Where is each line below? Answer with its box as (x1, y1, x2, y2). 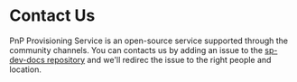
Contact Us (9, 5, 96, 26)
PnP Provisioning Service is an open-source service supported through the (9, 35, 289, 46)
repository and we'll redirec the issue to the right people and (46, 54, 272, 65)
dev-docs (9, 54, 45, 65)
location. (9, 64, 42, 75)
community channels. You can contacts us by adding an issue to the (9, 44, 264, 55)
